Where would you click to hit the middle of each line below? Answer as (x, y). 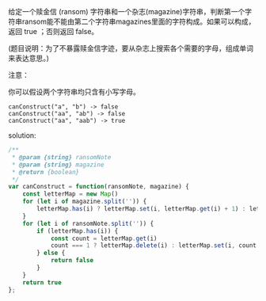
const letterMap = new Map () (70, 194)
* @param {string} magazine (58, 165)
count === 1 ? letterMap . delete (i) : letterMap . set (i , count (154, 246)
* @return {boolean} (46, 172)
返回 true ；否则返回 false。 (53, 31)
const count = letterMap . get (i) (104, 238)
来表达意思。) (29, 58)
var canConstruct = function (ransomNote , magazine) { (99, 187)
